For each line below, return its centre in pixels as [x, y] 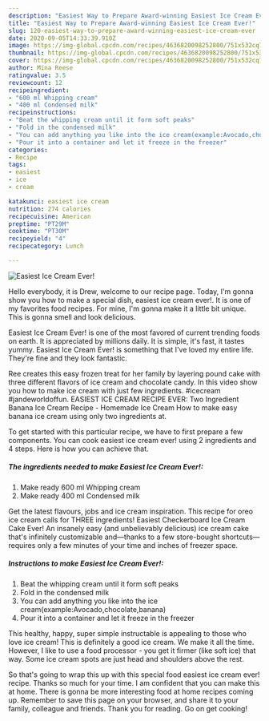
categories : [28, 150]
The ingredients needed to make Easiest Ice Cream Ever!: [106, 467]
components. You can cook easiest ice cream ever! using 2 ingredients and [132, 440]
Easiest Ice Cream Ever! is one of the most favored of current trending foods [134, 332]
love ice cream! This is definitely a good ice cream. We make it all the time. [131, 642]
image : [19, 46]
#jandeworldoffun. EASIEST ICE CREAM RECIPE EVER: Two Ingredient [124, 399]
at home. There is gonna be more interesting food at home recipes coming [131, 691]
